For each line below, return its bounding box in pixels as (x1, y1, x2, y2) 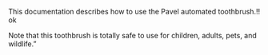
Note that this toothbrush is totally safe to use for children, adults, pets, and (8, 31, 258, 40)
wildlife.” (8, 39, 37, 49)
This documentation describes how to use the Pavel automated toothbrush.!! (8, 7, 261, 16)
